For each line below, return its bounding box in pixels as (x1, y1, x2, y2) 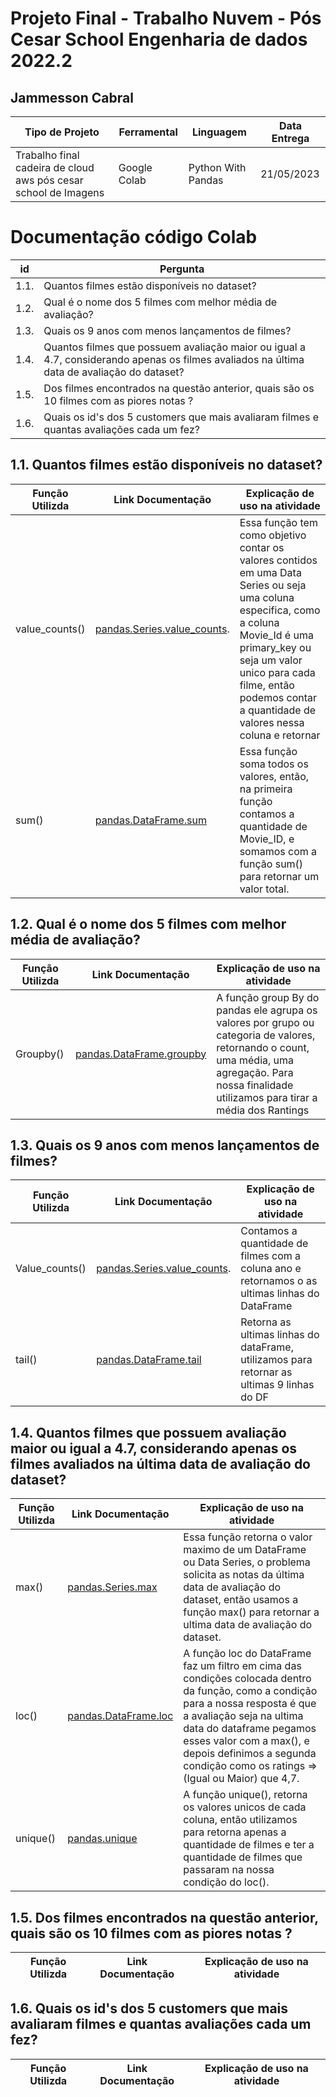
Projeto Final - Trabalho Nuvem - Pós (10, 7, 322, 30)
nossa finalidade (216, 1078, 294, 1092)
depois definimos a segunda (183, 1747, 317, 1761)
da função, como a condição (183, 1684, 318, 1698)
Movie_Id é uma (239, 628, 314, 642)
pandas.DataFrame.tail (96, 1353, 202, 1367)
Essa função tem (239, 515, 318, 529)
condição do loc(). (183, 1875, 270, 1889)
